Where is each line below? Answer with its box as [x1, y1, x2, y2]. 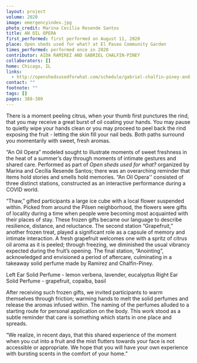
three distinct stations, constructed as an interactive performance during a [6, 180, 186, 187]
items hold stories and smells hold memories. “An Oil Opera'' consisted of [6, 173, 184, 180]
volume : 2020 [6, 14, 38, 20]
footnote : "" [6, 85, 38, 91]
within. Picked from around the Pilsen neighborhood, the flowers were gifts [6, 203, 187, 210]
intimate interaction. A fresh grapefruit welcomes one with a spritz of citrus [6, 234, 188, 241]
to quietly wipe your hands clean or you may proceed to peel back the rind [6, 125, 186, 132]
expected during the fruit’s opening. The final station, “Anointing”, [6, 247, 164, 254]
